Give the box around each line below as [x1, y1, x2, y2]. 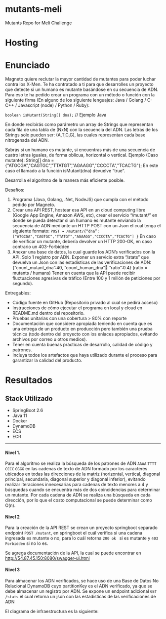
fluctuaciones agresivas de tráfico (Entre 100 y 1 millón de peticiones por [12, 275, 161, 281]
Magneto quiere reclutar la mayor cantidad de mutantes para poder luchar [5, 76, 156, 82]
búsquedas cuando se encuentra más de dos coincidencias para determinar [5, 487, 161, 493]
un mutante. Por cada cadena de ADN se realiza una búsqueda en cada [5, 492, 151, 498]
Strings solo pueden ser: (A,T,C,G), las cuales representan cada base [5, 132, 146, 138]
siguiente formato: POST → [12, 228, 64, 234]
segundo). [12, 281, 34, 287]
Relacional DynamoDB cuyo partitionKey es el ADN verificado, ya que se [5, 583, 153, 589]
